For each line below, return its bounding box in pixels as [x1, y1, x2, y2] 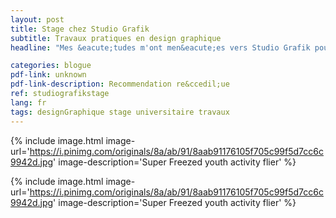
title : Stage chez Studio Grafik [10, 24, 150, 34]
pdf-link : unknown [10, 70, 87, 80]
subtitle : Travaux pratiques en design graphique [10, 33, 222, 43]
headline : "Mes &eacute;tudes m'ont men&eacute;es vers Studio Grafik [10, 42, 311, 53]
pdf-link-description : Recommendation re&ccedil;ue [10, 79, 230, 90]
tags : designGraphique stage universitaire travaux [10, 107, 230, 117]
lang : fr [10, 97, 47, 108]
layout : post [10, 14, 65, 25]
